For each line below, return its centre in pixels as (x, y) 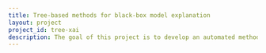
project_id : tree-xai (44, 30)
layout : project (35, 23)
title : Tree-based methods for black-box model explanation (110, 15)
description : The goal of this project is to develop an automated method (134, 37)
